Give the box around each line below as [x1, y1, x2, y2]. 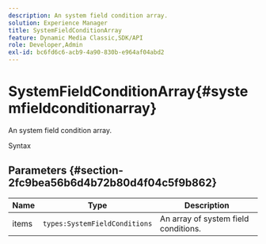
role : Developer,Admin [8, 41, 83, 49]
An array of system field [159, 213, 249, 224]
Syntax [8, 140, 32, 151]
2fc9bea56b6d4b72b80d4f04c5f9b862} [8, 176, 218, 190]
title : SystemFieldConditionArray [8, 26, 123, 34]
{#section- [68, 164, 124, 177]
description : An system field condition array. [8, 11, 169, 20]
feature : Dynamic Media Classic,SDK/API [8, 33, 144, 42]
